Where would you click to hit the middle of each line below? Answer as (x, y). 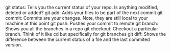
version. (14, 45)
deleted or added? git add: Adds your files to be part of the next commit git (84, 13)
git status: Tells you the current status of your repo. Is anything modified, (82, 7)
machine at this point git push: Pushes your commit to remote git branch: (82, 23)
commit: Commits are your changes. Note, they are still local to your (77, 18)
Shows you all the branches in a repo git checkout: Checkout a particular (82, 29)
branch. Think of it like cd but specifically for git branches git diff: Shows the (86, 34)
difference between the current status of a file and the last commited (78, 39)
